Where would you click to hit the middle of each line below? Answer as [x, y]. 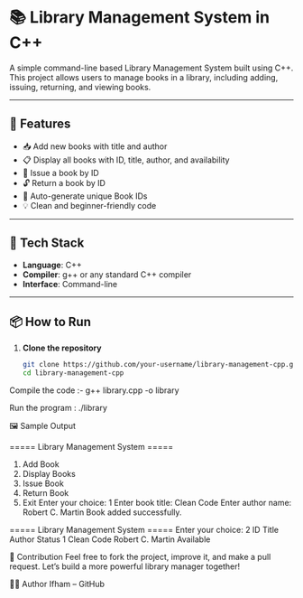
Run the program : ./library [59, 408]
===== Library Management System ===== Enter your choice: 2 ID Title [144, 530]
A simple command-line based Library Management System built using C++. [151, 68]
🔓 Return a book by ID [64, 182]
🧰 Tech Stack [47, 243]
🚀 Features [40, 124]
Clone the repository [62, 348]
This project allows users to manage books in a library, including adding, [144, 77]
